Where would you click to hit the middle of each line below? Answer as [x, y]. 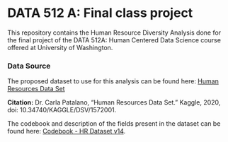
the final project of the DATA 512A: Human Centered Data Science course [114, 40]
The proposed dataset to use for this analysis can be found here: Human [113, 81]
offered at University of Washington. [60, 47]
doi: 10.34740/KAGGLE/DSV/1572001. [62, 110]
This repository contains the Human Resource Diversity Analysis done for [114, 32]
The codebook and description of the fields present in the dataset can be [114, 124]
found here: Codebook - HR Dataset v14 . [67, 131]
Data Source [29, 66]
